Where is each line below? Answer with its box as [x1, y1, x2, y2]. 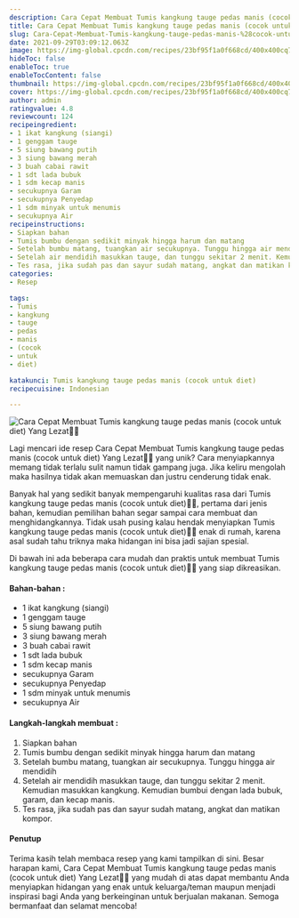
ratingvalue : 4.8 [9, 104, 74, 113]
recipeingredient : [9, 121, 77, 130]
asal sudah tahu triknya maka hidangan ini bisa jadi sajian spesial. [9, 535, 249, 547]
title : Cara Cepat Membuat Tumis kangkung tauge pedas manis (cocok [9, 21, 269, 30]
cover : [9, 87, 34, 96]
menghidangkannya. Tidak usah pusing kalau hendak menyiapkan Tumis [9, 517, 276, 527]
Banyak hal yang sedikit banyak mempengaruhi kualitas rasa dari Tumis [9, 488, 271, 499]
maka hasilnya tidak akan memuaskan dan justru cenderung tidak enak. [9, 471, 271, 482]
